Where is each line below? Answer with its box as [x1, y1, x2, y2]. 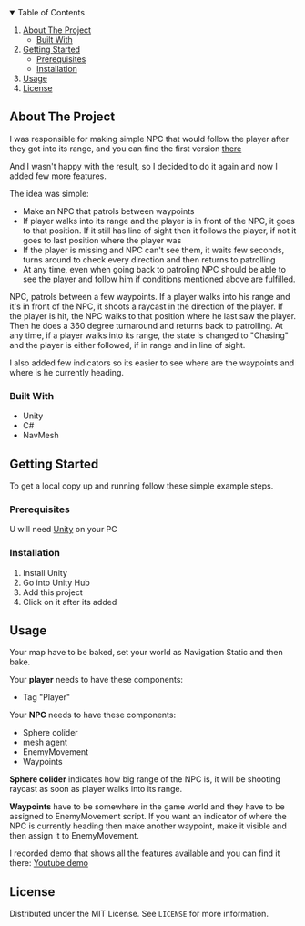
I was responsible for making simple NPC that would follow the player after [9, 133, 290, 144]
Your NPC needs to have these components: [9, 709, 176, 721]
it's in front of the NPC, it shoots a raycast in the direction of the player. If [9, 301, 284, 312]
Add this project [22, 586, 84, 598]
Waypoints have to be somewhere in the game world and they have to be [9, 801, 285, 812]
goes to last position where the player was [22, 234, 182, 245]
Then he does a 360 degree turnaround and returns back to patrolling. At [9, 320, 284, 331]
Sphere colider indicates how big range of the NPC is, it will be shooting [9, 774, 280, 785]
